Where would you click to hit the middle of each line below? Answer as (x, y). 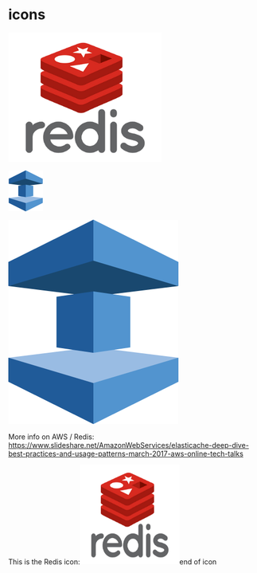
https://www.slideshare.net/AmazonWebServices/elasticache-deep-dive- (128, 445)
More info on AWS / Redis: (51, 437)
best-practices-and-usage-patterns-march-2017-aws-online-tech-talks (126, 453)
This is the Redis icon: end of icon (113, 561)
